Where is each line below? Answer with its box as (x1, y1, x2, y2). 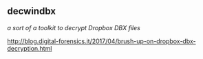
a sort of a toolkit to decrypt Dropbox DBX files (7, 23, 141, 32)
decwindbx (7, 5, 56, 17)
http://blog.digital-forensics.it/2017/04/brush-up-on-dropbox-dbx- (7, 37, 196, 45)
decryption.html (7, 44, 52, 52)
